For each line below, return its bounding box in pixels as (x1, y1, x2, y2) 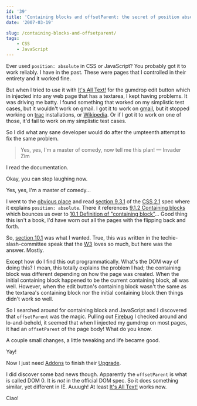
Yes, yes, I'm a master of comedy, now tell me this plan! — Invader (20, 146, 181, 153)
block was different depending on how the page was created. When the (6, 270, 179, 277)
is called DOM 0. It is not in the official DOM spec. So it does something (6, 377, 179, 384)
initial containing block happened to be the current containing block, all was (6, 277, 189, 284)
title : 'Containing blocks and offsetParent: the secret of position (6, 14, 180, 20)
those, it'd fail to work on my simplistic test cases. (6, 117, 127, 124)
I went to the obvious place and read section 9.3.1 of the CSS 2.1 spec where (6, 197, 191, 205)
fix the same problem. (6, 135, 59, 142)
